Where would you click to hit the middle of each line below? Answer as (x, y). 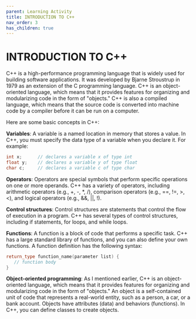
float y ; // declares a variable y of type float (72, 162)
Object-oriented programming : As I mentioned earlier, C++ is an (85, 279)
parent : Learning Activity (39, 11)
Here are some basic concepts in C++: (53, 122)
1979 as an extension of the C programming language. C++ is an (84, 86)
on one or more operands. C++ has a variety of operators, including (88, 185)
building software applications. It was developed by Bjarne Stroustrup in (93, 79)
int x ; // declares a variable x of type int (69, 157)
